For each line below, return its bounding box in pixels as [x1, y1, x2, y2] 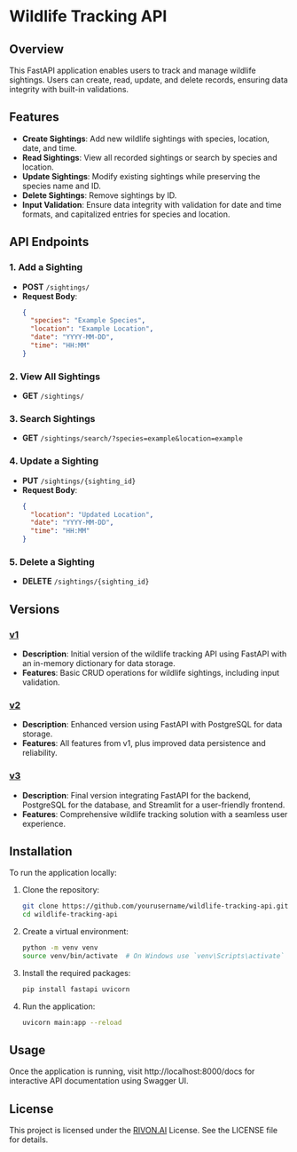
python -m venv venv [21, 943, 98, 952]
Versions [9, 601, 60, 616]
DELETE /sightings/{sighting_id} [21, 576, 150, 587]
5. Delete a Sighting [9, 555, 95, 568]
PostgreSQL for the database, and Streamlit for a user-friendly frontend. [21, 799, 285, 810]
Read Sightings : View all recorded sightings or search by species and [21, 152, 277, 163]
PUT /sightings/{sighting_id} [21, 475, 137, 486]
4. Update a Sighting [9, 455, 99, 467]
